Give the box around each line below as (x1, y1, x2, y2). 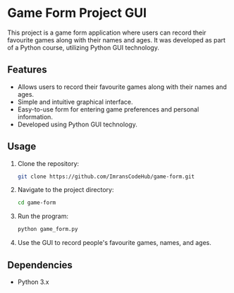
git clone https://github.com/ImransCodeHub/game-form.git (17, 173, 195, 180)
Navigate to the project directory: (17, 186, 114, 194)
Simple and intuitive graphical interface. (17, 97, 133, 106)
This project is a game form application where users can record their (7, 28, 207, 37)
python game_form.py (17, 226, 78, 233)
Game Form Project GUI (7, 5, 147, 21)
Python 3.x (17, 277, 49, 286)
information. (17, 112, 53, 121)
